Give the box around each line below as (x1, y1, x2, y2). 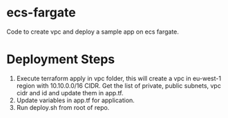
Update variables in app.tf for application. (16, 96, 135, 104)
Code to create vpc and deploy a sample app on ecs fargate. (6, 27, 179, 36)
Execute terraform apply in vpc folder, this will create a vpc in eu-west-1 (16, 74, 222, 82)
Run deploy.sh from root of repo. (16, 103, 110, 111)
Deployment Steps (6, 51, 115, 67)
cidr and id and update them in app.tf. (16, 88, 124, 97)
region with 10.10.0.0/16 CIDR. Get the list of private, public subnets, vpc (16, 81, 222, 90)
